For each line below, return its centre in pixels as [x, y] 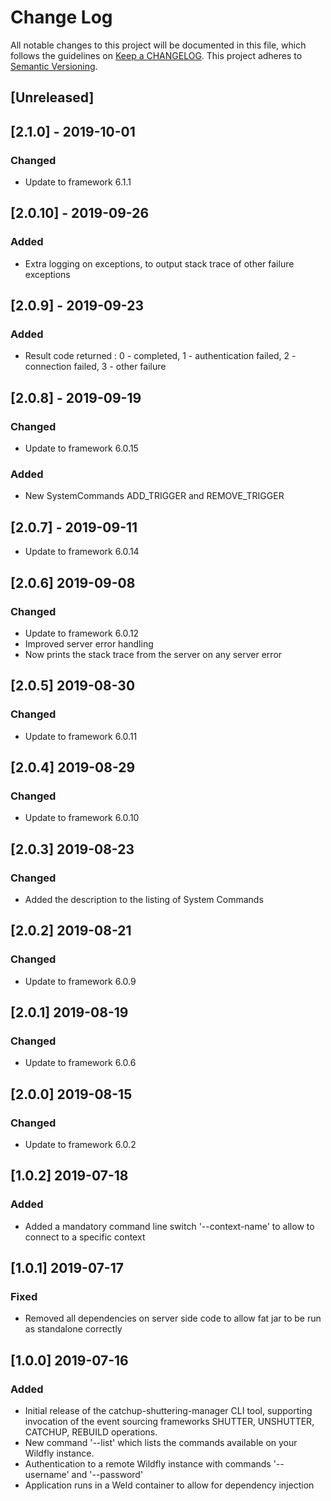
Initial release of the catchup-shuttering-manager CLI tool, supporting [168, 1411]
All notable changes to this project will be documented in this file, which [158, 45]
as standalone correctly [73, 1329]
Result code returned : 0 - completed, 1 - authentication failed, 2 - [160, 356]
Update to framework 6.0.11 [81, 736]
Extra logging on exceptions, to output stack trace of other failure [159, 263]
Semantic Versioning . [54, 66]
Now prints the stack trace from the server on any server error [153, 654]
